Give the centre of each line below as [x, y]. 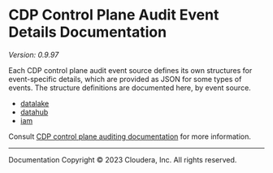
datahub [34, 112]
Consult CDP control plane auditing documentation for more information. [130, 136]
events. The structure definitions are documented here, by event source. [130, 88]
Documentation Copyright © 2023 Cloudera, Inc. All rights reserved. [123, 159]
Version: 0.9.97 [34, 54]
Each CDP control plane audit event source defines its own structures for [130, 70]
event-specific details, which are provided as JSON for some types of [125, 79]
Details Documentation [88, 32]
